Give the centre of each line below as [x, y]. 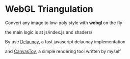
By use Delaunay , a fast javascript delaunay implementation [65, 42]
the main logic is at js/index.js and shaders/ [49, 32]
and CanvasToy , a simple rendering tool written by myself [63, 51]
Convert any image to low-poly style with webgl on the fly [64, 23]
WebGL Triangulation [49, 9]
